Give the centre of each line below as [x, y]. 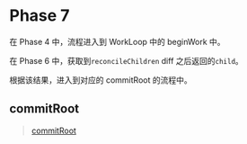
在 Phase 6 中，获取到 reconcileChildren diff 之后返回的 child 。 [127, 60]
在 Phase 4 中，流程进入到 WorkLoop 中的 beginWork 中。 [118, 41]
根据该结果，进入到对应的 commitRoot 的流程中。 [101, 80]
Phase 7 [40, 16]
